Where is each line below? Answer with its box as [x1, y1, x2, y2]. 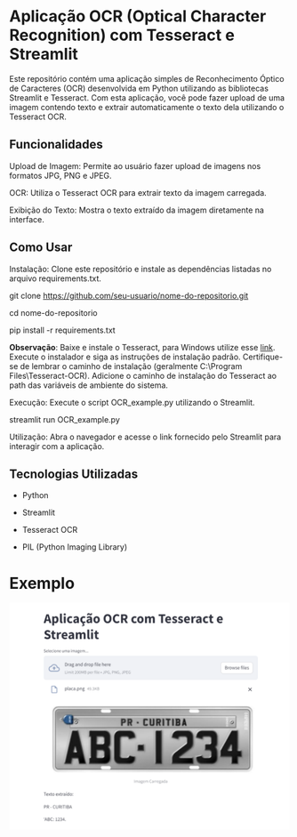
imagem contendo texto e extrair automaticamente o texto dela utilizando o [9, 101, 285, 112]
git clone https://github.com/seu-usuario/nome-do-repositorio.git [9, 290, 249, 301]
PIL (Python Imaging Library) [21, 542, 128, 552]
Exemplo [9, 573, 76, 593]
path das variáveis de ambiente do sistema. [9, 380, 169, 390]
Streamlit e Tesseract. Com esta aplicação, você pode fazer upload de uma [9, 92, 285, 103]
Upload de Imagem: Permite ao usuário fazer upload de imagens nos [9, 160, 261, 171]
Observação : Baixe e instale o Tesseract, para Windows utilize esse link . [9, 342, 276, 352]
